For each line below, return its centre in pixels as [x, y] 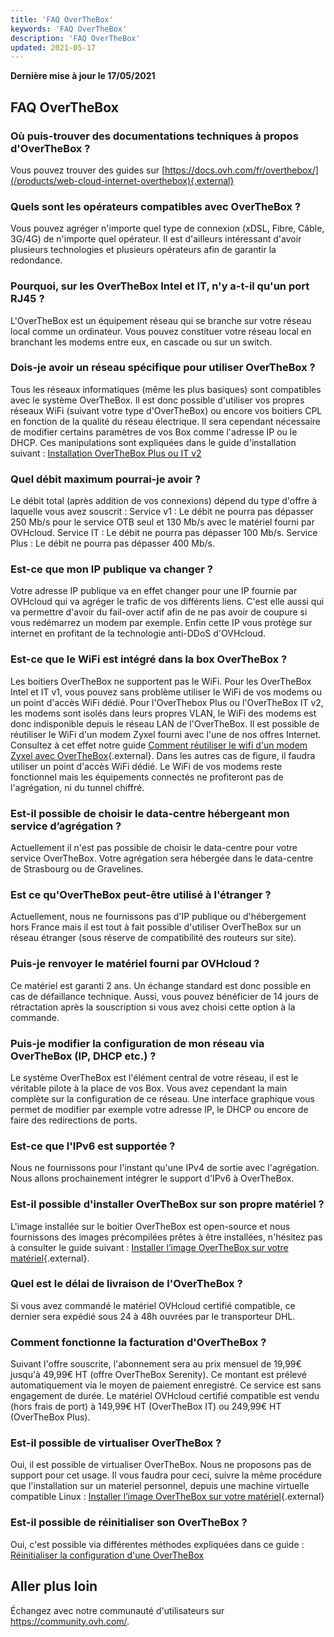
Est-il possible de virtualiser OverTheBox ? [116, 1443]
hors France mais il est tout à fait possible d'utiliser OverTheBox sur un [156, 927]
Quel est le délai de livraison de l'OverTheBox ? [126, 1284]
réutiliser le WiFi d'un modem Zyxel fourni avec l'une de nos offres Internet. [166, 734]
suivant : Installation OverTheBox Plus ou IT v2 [106, 453]
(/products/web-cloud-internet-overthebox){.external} [122, 180]
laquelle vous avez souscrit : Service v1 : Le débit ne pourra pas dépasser [162, 512]
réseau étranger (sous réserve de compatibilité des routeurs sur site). [153, 938]
